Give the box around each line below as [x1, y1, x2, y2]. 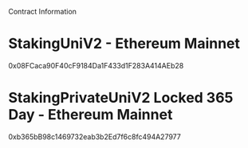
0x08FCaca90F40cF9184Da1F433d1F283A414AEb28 [8, 60, 184, 70]
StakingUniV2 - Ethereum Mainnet [8, 35, 241, 53]
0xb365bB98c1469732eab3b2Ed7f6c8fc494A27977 [8, 131, 181, 142]
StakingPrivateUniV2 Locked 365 [8, 89, 234, 107]
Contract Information [8, 7, 77, 16]
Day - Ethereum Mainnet [8, 106, 173, 124]
